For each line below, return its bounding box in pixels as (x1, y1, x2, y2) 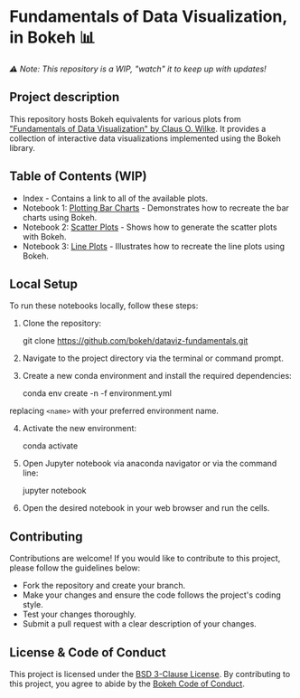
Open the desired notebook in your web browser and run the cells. (22, 503, 270, 514)
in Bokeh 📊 (9, 27, 96, 48)
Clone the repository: (22, 318, 102, 329)
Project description (9, 90, 120, 105)
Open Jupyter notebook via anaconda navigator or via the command (22, 458, 277, 469)
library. (9, 142, 36, 153)
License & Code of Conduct (9, 645, 167, 660)
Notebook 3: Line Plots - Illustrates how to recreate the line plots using (22, 241, 286, 251)
